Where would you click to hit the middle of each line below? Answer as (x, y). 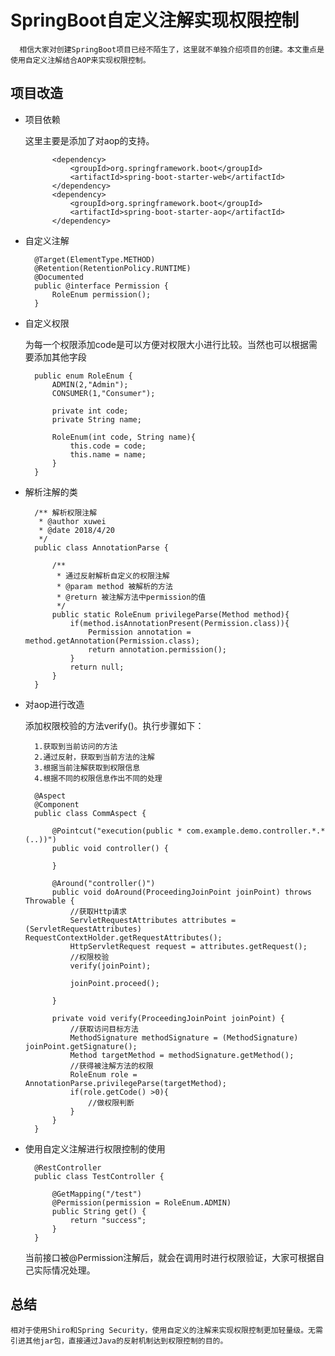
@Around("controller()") (103, 883)
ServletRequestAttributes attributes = (153, 920)
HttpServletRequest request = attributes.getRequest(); (188, 946)
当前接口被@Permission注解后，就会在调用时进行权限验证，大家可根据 (170, 1257)
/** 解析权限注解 (66, 512)
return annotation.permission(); (157, 649)
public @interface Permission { (101, 286)
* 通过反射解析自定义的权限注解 (113, 576)
